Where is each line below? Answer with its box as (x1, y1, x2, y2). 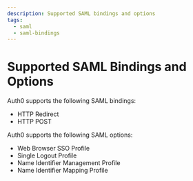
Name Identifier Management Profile (17, 159, 121, 167)
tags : (7, 17, 23, 23)
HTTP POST (17, 117, 52, 126)
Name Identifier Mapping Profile (17, 166, 108, 175)
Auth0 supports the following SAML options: (7, 131, 133, 139)
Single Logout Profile (17, 151, 77, 160)
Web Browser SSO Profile (17, 144, 90, 153)
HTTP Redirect (17, 110, 59, 118)
